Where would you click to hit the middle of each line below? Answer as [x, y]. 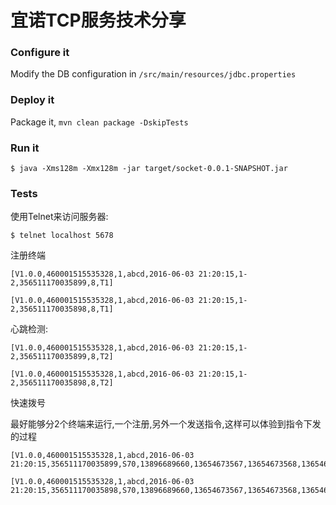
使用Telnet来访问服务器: [59, 217]
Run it [25, 148]
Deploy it [32, 100]
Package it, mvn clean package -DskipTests [99, 122]
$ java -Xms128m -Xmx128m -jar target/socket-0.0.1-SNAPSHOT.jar [149, 169]
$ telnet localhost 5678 [62, 236]
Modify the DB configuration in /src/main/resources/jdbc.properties [153, 74]
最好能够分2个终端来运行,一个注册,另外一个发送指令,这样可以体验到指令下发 [166, 424]
